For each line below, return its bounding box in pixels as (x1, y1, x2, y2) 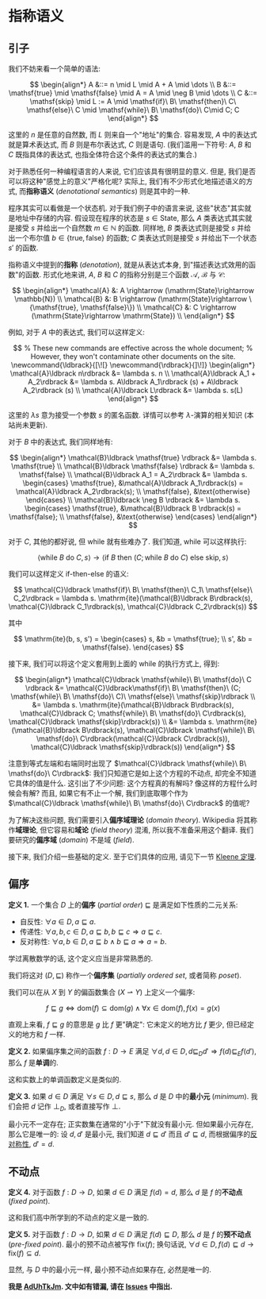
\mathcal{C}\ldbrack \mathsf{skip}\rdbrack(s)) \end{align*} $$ (30, 742, 236, 751)
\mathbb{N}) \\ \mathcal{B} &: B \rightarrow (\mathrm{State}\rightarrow (14, 295, 248, 303)
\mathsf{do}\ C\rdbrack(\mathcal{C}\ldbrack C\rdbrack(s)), (36, 734, 230, 743)
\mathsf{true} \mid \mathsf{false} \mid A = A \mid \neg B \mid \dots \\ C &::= (8, 88, 258, 98)
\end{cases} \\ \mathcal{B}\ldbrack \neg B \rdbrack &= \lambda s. (25, 495, 241, 504)
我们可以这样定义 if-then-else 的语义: (8, 569, 129, 578)
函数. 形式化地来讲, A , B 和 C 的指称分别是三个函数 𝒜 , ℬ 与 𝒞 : (25, 270, 226, 279)
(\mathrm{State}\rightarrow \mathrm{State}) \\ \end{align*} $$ (31, 311, 235, 320)
